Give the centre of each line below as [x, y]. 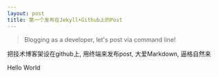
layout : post [26, 13]
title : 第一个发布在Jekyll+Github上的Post [65, 20]
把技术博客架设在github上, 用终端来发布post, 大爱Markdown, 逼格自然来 [109, 54]
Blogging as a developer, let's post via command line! [100, 39]
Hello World [24, 67]
